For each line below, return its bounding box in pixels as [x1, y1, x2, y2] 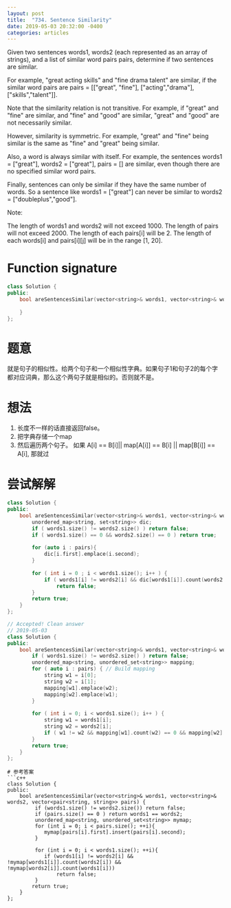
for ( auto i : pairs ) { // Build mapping [32, 665, 155, 673]
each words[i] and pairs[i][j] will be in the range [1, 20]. [7, 237, 163, 245]
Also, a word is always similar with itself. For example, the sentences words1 [7, 153, 223, 161]
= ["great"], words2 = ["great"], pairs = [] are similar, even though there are [7, 160, 220, 169]
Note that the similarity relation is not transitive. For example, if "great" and [7, 104, 219, 112]
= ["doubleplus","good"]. [7, 195, 77, 204]
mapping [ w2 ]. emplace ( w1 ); [43, 691, 118, 698]
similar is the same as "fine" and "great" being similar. [7, 139, 159, 148]
